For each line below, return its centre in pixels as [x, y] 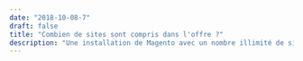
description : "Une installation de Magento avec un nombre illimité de [147, 43]
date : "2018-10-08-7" [50, 17]
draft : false [34, 26]
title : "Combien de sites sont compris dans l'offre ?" [116, 34]
